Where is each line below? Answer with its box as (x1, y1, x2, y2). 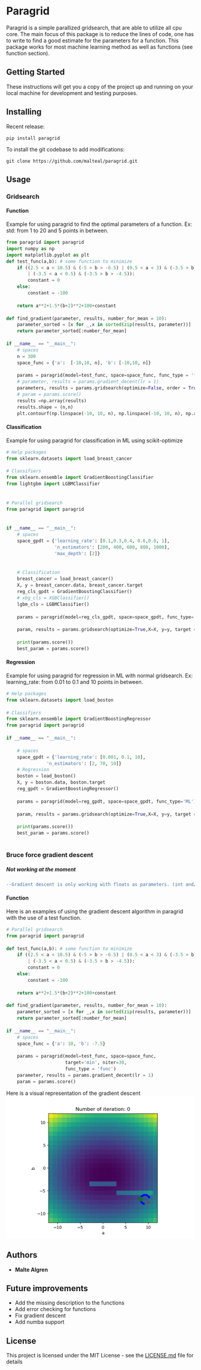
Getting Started (6, 67, 65, 78)
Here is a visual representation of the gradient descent (6, 1089, 141, 1097)
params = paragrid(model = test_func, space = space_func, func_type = (17, 373, 188, 379)
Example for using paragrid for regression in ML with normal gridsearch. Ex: (6, 672, 193, 679)
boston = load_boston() (17, 773, 77, 779)
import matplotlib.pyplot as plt (6, 252, 90, 258)
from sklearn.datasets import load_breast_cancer (6, 455, 133, 461)
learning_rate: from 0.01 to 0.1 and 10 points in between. (6, 678, 144, 686)
